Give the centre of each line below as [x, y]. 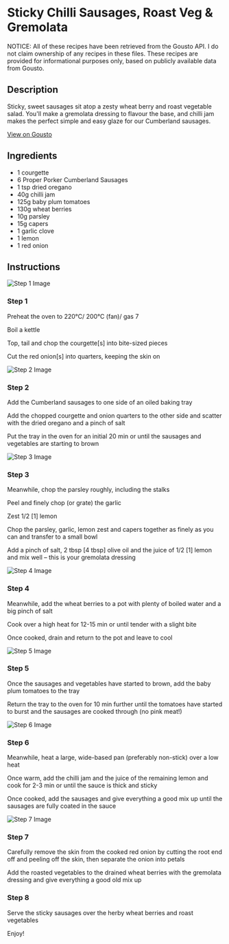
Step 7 [18, 838]
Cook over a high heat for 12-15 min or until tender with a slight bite [102, 624]
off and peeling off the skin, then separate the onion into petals [96, 859]
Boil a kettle [24, 329]
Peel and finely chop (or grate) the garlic [64, 503]
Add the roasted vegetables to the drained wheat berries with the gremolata [114, 873]
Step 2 [18, 387]
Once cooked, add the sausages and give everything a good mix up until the [115, 799]
